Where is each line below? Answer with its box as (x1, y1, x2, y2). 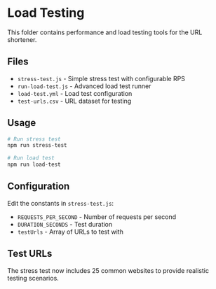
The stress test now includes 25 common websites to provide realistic (7, 266, 209, 274)
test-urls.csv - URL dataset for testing (17, 97, 132, 105)
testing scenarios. (7, 274, 60, 282)
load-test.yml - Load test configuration (17, 89, 133, 97)
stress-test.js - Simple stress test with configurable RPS (17, 74, 186, 83)
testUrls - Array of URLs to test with (17, 227, 124, 236)
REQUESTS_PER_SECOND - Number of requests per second (17, 212, 177, 221)
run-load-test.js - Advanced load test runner (17, 82, 151, 90)
